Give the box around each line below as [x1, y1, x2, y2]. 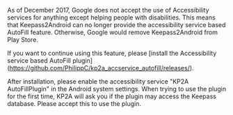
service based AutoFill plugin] [7, 56, 93, 65]
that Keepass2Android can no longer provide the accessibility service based [7, 21, 226, 29]
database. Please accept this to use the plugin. [7, 100, 141, 107]
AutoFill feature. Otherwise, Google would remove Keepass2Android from [7, 28, 218, 36]
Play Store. [7, 36, 38, 44]
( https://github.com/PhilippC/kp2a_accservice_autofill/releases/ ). [7, 64, 194, 72]
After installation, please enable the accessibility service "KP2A [7, 77, 189, 86]
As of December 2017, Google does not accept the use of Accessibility [7, 6, 210, 14]
